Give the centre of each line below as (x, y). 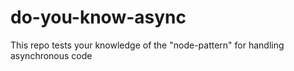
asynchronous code (51, 55)
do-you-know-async (98, 17)
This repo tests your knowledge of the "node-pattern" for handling (147, 45)
